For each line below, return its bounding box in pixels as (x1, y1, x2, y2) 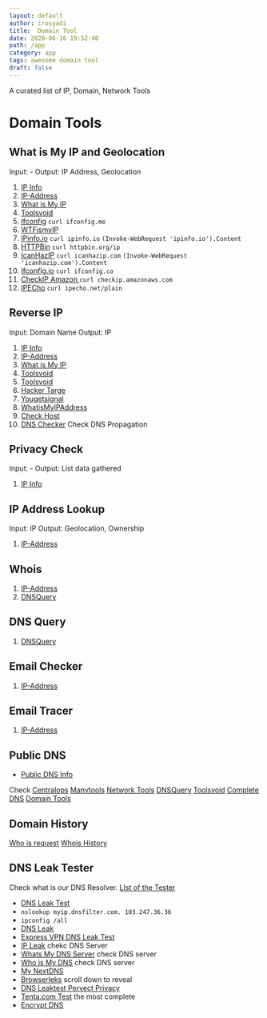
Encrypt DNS (20, 1000, 64, 1009)
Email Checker (9, 659, 83, 673)
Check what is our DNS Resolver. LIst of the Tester (9, 882, 176, 892)
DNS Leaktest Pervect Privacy (20, 983, 121, 992)
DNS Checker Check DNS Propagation (20, 419, 148, 429)
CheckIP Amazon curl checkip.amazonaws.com (20, 274, 173, 284)
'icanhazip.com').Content (20, 259, 107, 267)
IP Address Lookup (9, 502, 106, 516)
